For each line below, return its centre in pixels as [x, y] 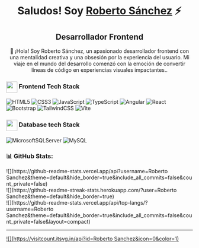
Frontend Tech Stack [49, 87]
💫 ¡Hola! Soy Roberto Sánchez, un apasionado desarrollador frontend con [99, 51]
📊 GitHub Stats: [30, 156]
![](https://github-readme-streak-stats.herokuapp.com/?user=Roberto [92, 190]
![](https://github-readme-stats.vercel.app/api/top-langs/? [77, 202]
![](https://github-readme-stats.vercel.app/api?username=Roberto [87, 171]
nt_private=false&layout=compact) [48, 221]
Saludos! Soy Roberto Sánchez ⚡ [99, 11]
